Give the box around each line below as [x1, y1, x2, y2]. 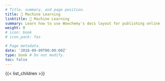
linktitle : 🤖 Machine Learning [5, 16, 70, 21]
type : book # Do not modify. [5, 53, 65, 57]
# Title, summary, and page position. [5, 7, 85, 12]
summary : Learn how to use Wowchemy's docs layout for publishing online [5, 21, 161, 26]
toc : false [5, 57, 28, 62]
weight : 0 [5, 26, 26, 30]
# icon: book [5, 30, 32, 35]
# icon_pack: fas [5, 35, 41, 40]
